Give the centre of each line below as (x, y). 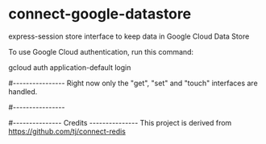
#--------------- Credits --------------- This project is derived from (120, 122)
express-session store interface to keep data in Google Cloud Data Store (129, 36)
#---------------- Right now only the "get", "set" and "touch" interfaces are (133, 83)
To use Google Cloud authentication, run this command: (101, 51)
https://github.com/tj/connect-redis (67, 131)
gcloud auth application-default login (70, 67)
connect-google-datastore (100, 14)
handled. (23, 91)
